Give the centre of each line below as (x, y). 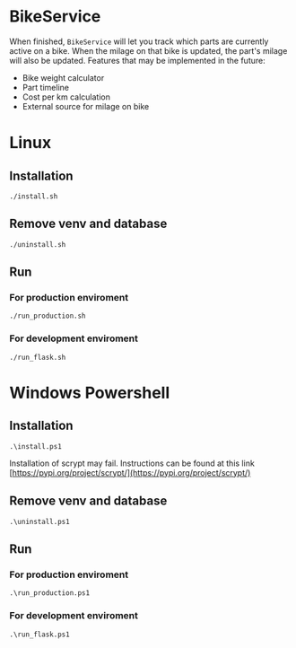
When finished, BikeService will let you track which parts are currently (139, 41)
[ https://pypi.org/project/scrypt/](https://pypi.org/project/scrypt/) (130, 472)
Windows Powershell (90, 393)
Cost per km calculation (66, 97)
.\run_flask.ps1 (39, 635)
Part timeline (46, 87)
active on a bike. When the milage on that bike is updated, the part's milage (148, 50)
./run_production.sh (48, 316)
